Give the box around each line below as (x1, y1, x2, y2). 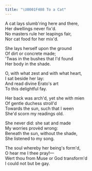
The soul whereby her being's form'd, (5, 145, 81, 151)
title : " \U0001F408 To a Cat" (5, 7, 67, 12)
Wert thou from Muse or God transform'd (5, 155, 88, 161)
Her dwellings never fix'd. (5, 25, 57, 32)
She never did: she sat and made (5, 120, 72, 126)
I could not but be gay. (5, 160, 50, 166)
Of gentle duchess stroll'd (5, 100, 57, 106)
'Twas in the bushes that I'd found (5, 55, 74, 61)
